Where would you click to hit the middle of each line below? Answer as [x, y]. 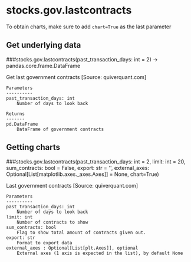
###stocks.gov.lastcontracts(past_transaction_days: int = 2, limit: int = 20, [96, 161]
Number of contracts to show [52, 222]
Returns [16, 114]
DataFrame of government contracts [60, 129]
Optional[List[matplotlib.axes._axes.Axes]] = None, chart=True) [83, 174]
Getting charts [33, 147]
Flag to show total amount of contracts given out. [81, 232]
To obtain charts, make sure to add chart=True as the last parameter [89, 27]
